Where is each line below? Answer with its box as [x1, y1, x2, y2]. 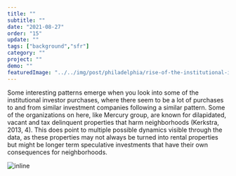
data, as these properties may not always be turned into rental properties [7, 133, 219, 141]
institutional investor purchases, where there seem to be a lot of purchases [7, 95, 224, 104]
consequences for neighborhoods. [7, 148, 107, 156]
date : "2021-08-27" [7, 23, 65, 30]
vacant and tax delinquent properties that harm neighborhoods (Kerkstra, [7, 118, 220, 126]
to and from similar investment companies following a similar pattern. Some [7, 103, 225, 111]
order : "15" [7, 29, 42, 37]
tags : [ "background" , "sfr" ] [7, 43, 90, 50]
